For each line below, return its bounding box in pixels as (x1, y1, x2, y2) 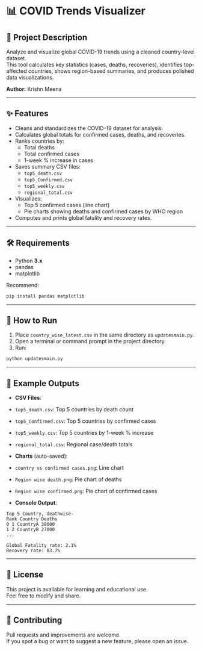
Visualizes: (14, 195, 42, 202)
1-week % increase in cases (23, 157, 94, 164)
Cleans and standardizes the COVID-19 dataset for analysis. (14, 124, 164, 132)
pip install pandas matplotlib (6, 293, 85, 299)
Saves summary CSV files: (14, 163, 81, 170)
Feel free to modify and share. (6, 592, 81, 599)
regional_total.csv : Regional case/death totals (14, 441, 133, 448)
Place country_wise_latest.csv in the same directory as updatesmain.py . (14, 331, 194, 338)
